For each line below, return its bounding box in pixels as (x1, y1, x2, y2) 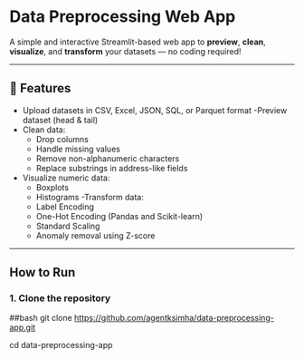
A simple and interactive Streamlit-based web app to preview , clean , (9, 36, 267, 47)
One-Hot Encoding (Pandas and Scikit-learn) (35, 210, 204, 221)
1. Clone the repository (9, 292, 111, 305)
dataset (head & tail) (22, 114, 99, 125)
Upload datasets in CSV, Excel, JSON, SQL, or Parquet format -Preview (22, 104, 288, 115)
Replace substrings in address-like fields (35, 162, 188, 173)
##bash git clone (9, 313, 72, 324)
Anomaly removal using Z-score (35, 229, 156, 241)
